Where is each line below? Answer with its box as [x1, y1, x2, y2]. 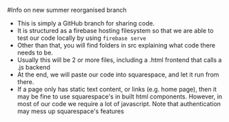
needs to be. [17, 48, 53, 57]
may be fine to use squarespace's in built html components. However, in [17, 92, 223, 101]
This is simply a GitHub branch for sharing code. [17, 19, 155, 27]
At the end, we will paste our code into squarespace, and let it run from [17, 70, 219, 79]
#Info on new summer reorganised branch [7, 6, 127, 14]
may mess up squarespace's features [17, 107, 124, 115]
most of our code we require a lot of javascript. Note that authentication [17, 100, 221, 108]
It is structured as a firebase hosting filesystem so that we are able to [17, 27, 214, 34]
